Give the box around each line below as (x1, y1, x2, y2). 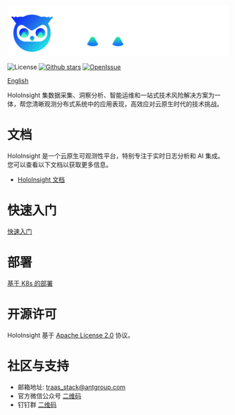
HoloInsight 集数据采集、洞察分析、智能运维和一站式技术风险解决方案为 (7, 91, 215, 100)
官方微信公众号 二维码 (17, 391, 82, 400)
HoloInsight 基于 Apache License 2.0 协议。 (7, 331, 134, 339)
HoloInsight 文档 (17, 175, 65, 184)
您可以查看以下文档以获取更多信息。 (7, 160, 113, 169)
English (7, 77, 29, 85)
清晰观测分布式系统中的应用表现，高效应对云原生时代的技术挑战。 (31, 100, 223, 108)
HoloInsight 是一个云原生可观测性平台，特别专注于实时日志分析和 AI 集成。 (7, 152, 224, 160)
